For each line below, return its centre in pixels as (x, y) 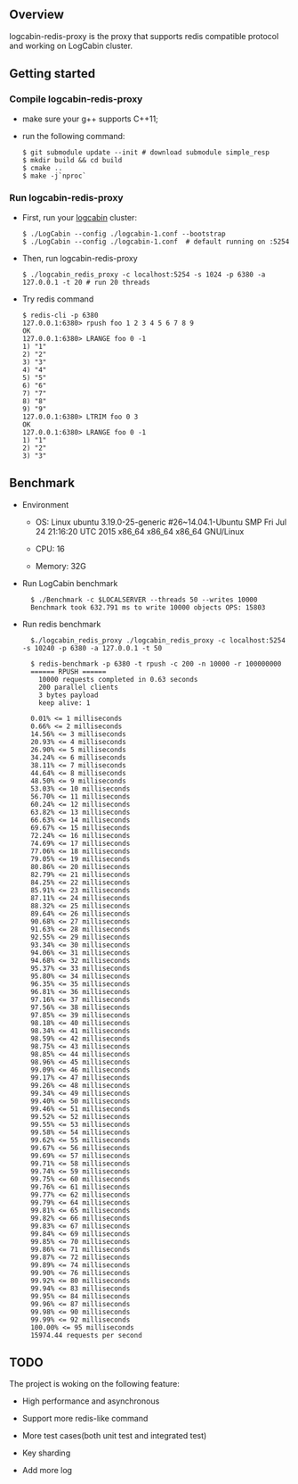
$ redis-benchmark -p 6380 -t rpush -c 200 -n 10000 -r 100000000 (156, 664)
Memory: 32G (61, 566)
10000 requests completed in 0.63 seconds (118, 679)
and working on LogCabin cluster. (71, 46)
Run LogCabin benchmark (70, 583)
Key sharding (46, 1453)
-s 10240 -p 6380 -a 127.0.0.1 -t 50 (92, 648)
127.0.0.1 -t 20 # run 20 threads (86, 282)
